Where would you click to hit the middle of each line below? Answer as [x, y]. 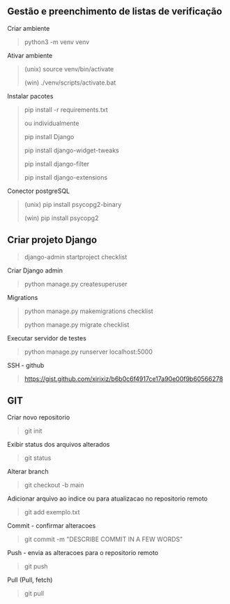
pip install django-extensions [66, 177]
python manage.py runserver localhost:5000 [89, 352]
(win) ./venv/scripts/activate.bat [70, 82]
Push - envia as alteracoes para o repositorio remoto [83, 553]
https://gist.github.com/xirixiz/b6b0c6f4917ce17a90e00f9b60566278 [124, 379]
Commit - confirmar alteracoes [52, 526]
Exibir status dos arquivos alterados [59, 445]
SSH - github [26, 365]
